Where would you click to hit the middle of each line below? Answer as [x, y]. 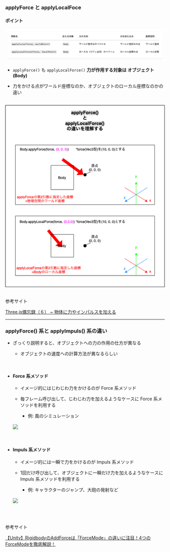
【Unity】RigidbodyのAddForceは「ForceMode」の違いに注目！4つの [78, 538]
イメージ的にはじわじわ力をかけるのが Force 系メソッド [78, 388]
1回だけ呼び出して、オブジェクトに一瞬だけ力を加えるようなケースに [92, 473]
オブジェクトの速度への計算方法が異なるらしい [69, 354]
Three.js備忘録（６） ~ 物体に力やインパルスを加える [61, 312]
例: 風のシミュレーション [53, 416]
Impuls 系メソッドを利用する [50, 479]
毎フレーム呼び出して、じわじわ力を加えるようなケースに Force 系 [89, 399]
